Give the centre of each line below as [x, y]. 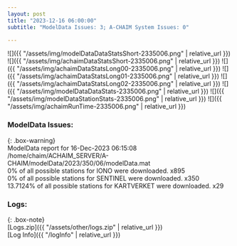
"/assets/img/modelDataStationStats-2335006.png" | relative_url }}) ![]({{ [115, 99]
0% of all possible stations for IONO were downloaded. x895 [96, 171]
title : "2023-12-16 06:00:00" [52, 21]
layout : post [27, 14]
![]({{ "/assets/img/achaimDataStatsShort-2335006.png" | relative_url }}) [114, 61]
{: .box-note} [26, 219]
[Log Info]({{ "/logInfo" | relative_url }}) [64, 235]
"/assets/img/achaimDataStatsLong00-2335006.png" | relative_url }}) [118, 69]
